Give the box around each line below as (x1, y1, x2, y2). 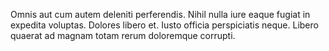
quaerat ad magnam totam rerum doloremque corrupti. (10, 30, 236, 41)
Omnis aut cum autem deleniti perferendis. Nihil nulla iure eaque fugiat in (10, 9, 311, 20)
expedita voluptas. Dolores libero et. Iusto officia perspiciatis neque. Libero (10, 19, 319, 31)
